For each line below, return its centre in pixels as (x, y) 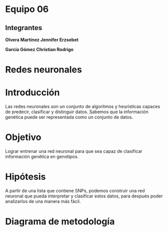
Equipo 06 (27, 9)
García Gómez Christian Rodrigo (39, 49)
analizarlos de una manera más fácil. (43, 201)
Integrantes (24, 28)
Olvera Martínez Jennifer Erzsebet (42, 40)
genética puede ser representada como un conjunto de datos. (69, 117)
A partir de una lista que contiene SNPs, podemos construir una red (75, 191)
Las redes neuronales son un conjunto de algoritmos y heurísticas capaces (83, 107)
